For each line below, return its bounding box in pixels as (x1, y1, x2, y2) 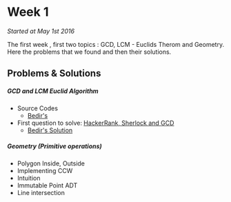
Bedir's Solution (27, 126, 73, 134)
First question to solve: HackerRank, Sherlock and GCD (17, 119, 174, 128)
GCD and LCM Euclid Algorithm (7, 87, 99, 95)
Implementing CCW (17, 167, 73, 175)
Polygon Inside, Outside (17, 159, 85, 168)
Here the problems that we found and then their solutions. (7, 48, 172, 56)
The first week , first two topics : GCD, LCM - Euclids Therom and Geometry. (7, 40, 225, 48)
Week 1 (7, 4, 49, 20)
